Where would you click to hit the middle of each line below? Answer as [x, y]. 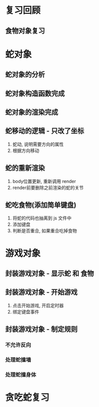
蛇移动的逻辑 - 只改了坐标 [45, 131]
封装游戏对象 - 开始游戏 [41, 292]
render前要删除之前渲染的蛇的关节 [48, 188]
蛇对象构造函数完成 [35, 94]
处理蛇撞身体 [21, 375]
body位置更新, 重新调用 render [44, 181]
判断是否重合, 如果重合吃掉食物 [44, 231]
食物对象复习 [25, 31]
